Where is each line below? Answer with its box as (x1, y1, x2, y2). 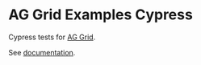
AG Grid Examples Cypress (8, 6, 194, 24)
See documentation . (8, 47, 76, 57)
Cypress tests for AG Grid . (8, 32, 96, 42)
